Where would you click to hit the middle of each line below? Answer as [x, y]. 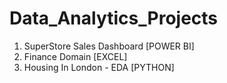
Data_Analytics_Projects [114, 18]
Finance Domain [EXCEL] [75, 56]
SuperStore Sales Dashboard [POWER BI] [109, 46]
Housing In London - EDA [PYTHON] [99, 67]
